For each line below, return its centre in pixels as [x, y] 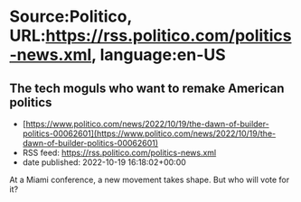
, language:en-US [159, 55]
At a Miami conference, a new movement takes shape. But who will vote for [150, 179]
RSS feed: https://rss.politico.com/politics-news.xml [119, 152]
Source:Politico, [71, 17]
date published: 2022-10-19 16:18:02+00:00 [104, 162]
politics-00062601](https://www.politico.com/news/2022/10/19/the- [149, 133]
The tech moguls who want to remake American [147, 88]
